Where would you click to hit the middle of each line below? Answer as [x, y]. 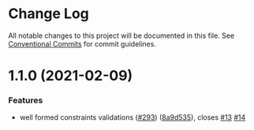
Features [26, 101]
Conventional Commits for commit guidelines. [82, 43]
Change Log [49, 14]
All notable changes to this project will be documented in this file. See [121, 35]
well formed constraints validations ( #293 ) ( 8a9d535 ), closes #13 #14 [133, 117]
